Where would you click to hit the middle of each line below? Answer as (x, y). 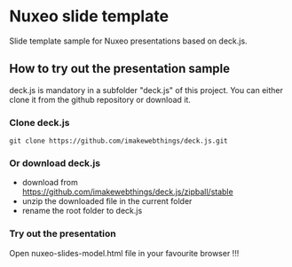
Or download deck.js (55, 163)
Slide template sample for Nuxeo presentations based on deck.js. (128, 41)
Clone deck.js (39, 122)
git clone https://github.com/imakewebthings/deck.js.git (118, 141)
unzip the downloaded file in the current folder (107, 201)
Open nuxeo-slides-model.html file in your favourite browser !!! (124, 253)
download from (50, 183)
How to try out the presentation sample (120, 69)
